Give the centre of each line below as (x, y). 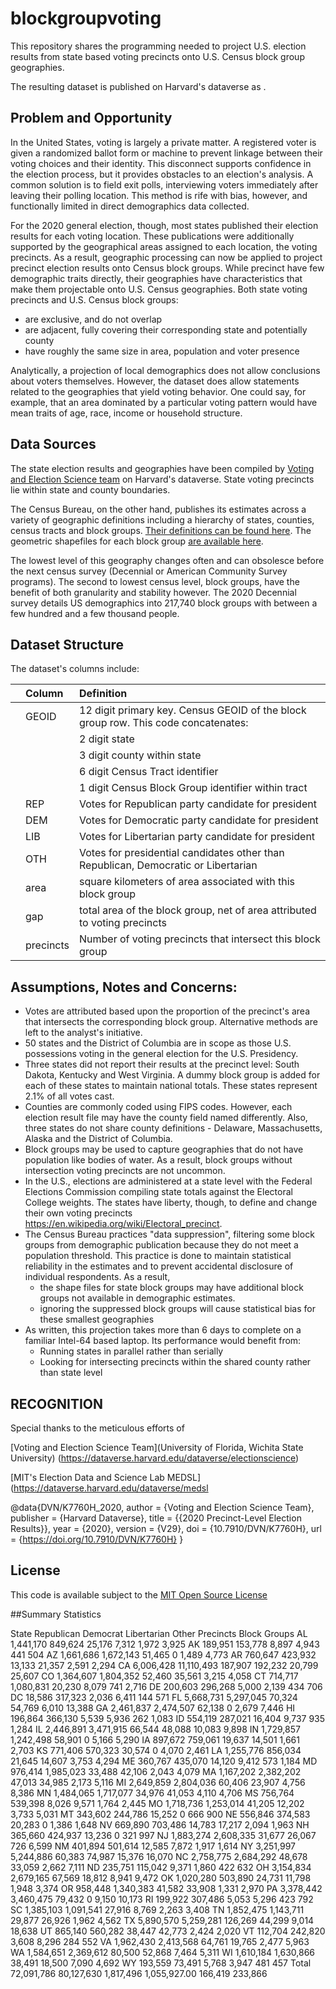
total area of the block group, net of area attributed (198, 910)
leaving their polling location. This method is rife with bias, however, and (159, 195)
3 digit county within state (140, 755)
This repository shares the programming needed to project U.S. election (158, 46)
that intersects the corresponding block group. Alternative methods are (171, 1022)
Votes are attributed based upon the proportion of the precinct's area (167, 1011)
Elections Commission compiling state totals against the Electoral (158, 1192)
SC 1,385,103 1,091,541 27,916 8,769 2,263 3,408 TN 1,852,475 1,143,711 (157, 1909)
